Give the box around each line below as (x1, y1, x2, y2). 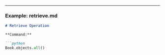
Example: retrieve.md (5, 12, 58, 19)
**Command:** (5, 32, 32, 37)
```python (5, 41, 26, 46)
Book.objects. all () (5, 45, 45, 50)
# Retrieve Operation (5, 23, 50, 28)
